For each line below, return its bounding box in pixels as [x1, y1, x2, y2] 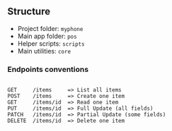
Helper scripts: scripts [17, 39, 85, 48]
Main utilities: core [17, 46, 71, 55]
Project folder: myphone [17, 24, 84, 32]
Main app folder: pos [17, 32, 77, 40]
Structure [7, 6, 51, 18]
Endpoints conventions [7, 64, 89, 74]
